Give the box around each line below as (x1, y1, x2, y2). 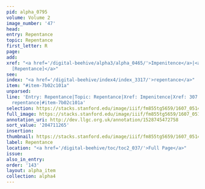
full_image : (6, 111, 37, 117)
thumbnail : (6, 134, 34, 140)
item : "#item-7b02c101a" (6, 83, 70, 89)
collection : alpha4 (6, 173, 56, 180)
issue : (6, 151, 23, 157)
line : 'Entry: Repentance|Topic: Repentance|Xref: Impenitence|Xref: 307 (6, 94, 198, 100)
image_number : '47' (6, 20, 56, 26)
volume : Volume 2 (6, 15, 51, 21)
